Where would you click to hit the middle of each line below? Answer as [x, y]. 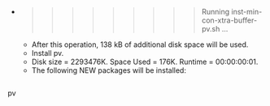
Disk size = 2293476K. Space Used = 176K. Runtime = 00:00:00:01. [145, 61]
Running [216, 12]
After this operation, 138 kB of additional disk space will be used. [140, 45]
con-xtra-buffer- [229, 20]
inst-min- [246, 12]
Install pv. [48, 53]
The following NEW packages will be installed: [109, 70]
